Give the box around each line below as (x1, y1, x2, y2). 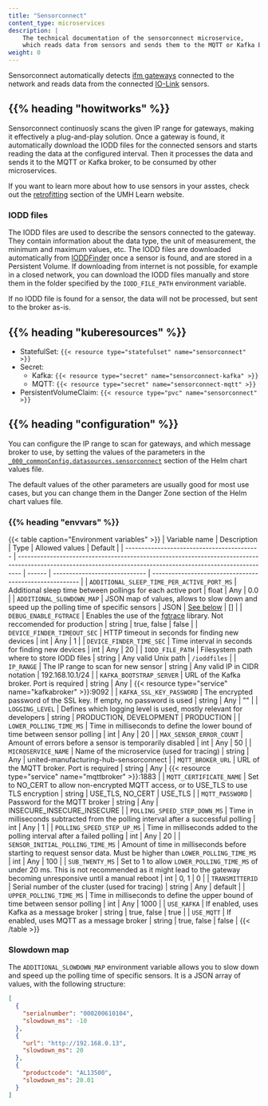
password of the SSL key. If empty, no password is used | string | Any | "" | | (8, 695, 258, 706)
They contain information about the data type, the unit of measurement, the (8, 236, 257, 246)
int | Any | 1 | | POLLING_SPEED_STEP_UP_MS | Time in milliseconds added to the (8, 823, 258, 832)
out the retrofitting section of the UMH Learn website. (8, 189, 185, 199)
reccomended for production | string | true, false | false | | (8, 620, 198, 629)
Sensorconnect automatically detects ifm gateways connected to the (8, 71, 235, 80)
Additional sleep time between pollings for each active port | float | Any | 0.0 (8, 585, 259, 595)
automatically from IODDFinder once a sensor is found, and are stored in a (8, 253, 253, 263)
